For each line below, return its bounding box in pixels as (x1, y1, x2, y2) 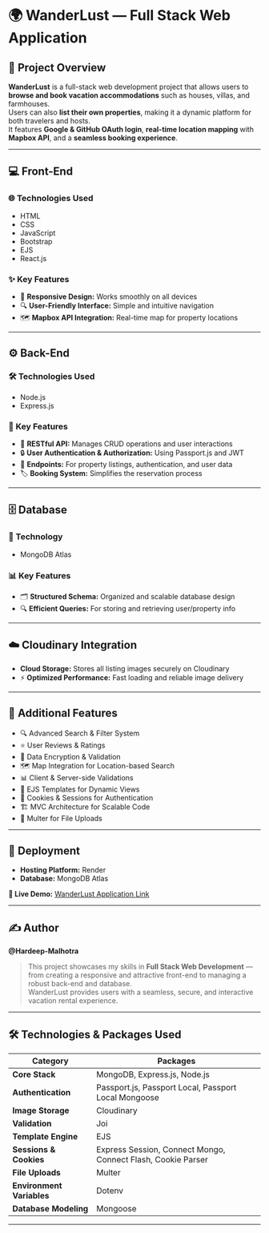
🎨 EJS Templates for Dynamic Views (19, 784, 140, 794)
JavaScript (19, 228, 56, 237)
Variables (12, 1191, 50, 1202)
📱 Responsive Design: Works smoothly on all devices (19, 292, 198, 301)
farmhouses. (8, 99, 50, 108)
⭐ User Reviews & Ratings (19, 740, 106, 750)
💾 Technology (8, 531, 63, 542)
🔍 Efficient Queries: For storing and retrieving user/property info (19, 603, 236, 613)
